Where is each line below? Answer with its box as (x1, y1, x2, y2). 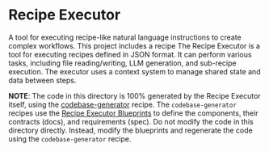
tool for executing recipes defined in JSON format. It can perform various (8, 49, 252, 59)
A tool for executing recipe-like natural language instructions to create (8, 32, 242, 42)
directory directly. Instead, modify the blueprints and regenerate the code (8, 125, 253, 135)
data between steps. (8, 75, 77, 85)
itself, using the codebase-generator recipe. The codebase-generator (8, 99, 237, 109)
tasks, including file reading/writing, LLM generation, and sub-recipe (8, 58, 237, 68)
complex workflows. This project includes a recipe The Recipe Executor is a (8, 40, 261, 50)
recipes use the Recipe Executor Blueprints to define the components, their (8, 108, 258, 118)
